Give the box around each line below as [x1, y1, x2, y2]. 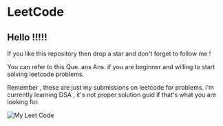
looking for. [7, 98, 39, 106]
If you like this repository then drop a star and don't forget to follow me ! [7, 49, 211, 58]
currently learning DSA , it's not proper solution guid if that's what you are [7, 90, 217, 99]
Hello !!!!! [7, 32, 47, 43]
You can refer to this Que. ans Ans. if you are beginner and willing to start [7, 63, 215, 71]
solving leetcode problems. [7, 70, 85, 78]
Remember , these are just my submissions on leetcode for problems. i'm [7, 84, 215, 91]
